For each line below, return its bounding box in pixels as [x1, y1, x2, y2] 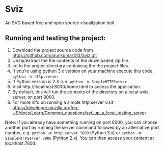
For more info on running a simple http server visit [12, 99, 114, 105]
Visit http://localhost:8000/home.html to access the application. [12, 84, 141, 90]
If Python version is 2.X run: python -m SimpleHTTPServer [12, 78, 127, 84]
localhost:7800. [5, 140, 37, 146]
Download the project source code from [12, 47, 93, 53]
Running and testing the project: [5, 34, 106, 42]
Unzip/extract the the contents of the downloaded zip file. [12, 58, 130, 63]
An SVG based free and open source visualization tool [5, 20, 114, 26]
